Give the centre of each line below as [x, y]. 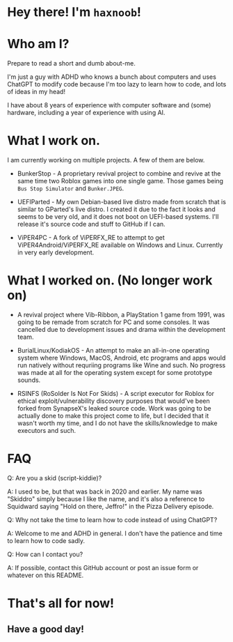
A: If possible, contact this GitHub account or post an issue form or [103, 567]
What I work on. [54, 141]
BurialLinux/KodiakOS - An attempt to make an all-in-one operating [113, 350]
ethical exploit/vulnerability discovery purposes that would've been [113, 401]
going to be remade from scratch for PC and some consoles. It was [113, 322]
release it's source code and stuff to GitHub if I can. [91, 224]
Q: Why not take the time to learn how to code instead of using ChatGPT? [112, 519]
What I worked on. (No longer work [110, 281]
